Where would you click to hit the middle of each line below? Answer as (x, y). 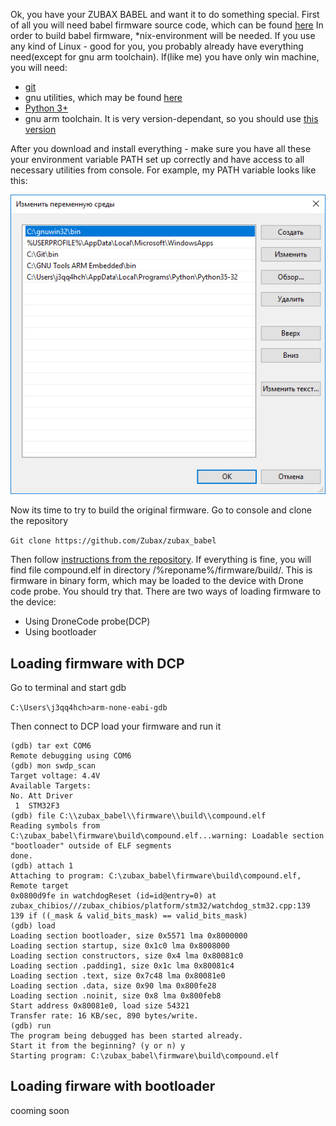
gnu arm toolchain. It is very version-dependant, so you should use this (171, 118)
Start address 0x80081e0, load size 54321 (100, 1005)
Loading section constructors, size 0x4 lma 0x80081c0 (127, 955)
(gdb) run (31, 1025)
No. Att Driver (42, 795)
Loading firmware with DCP (97, 663)
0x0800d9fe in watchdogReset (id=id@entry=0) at (113, 895)
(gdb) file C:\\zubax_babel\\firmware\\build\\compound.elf (138, 815)
